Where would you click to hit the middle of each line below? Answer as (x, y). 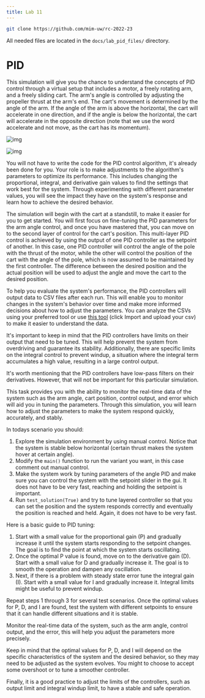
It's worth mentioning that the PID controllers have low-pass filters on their (100, 373)
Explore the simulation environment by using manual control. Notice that (106, 441)
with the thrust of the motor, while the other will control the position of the (99, 253)
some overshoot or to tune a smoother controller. (68, 670)
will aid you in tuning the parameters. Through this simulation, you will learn (102, 405)
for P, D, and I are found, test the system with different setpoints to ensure (99, 607)
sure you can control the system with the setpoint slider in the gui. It (101, 481)
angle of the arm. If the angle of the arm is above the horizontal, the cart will (102, 108)
